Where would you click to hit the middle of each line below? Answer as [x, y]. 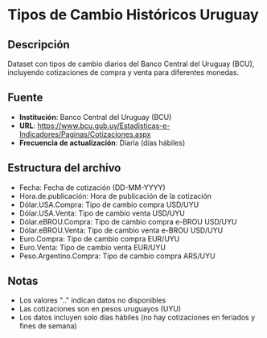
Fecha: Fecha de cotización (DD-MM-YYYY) [92, 188]
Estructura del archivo [64, 168]
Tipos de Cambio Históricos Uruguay [133, 15]
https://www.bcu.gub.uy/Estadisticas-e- [104, 126]
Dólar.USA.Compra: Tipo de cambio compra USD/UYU [109, 204]
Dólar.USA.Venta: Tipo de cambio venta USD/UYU [102, 213]
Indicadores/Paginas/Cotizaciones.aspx [85, 134]
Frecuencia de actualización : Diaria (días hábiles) [102, 142]
